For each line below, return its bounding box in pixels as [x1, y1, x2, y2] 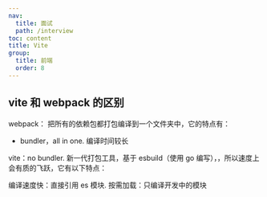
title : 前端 [15, 57, 54, 65]
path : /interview [15, 27, 74, 35]
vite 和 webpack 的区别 [8, 96, 124, 109]
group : [8, 49, 30, 57]
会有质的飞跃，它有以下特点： [8, 162, 107, 173]
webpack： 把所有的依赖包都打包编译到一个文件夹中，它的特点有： [8, 118, 231, 129]
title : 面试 [15, 19, 54, 27]
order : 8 [15, 64, 45, 72]
